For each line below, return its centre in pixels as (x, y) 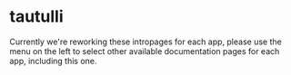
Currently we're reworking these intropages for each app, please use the (145, 42)
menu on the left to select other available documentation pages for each (145, 51)
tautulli (36, 17)
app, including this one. (53, 61)
